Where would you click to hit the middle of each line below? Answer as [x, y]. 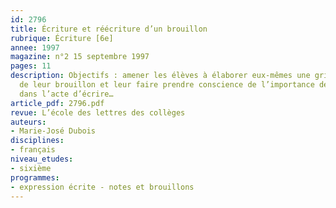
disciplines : [37, 141]
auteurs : [28, 122]
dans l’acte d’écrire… [66, 94]
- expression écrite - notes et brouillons [102, 187]
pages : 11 [31, 66]
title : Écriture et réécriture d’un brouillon [109, 29]
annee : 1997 [35, 47]
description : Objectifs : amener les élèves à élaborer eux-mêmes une [160, 76]
